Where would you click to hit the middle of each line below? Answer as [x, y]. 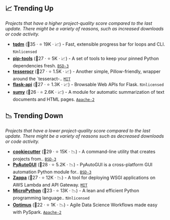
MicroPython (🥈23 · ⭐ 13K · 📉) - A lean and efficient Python [76, 190]
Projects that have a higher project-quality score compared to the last [79, 23]
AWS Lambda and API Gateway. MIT [50, 185]
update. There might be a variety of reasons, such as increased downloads [84, 28]
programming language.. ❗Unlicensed [51, 198]
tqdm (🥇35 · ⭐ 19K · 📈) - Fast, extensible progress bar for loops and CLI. [89, 44]
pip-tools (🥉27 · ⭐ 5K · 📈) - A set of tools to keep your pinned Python [86, 58]
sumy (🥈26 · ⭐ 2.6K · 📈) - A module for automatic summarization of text [88, 92]
